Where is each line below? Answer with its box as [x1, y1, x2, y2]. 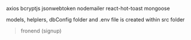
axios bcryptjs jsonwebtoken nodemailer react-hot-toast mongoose [6, 5, 170, 12]
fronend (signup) [20, 27, 62, 34]
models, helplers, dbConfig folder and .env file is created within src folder [6, 16, 185, 23]
